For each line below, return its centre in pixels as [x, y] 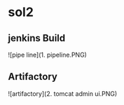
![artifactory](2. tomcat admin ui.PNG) [63, 93]
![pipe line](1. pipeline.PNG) [47, 55]
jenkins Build [37, 38]
